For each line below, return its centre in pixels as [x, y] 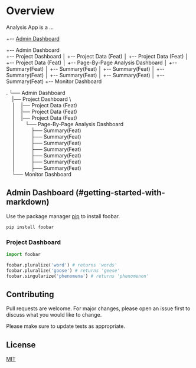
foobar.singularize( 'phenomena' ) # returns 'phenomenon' [78, 276]
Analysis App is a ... [30, 27]
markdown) [28, 202]
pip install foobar [30, 227]
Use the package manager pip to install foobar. [63, 216]
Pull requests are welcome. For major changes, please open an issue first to [98, 308]
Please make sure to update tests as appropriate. [66, 326]
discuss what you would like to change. [54, 315]
